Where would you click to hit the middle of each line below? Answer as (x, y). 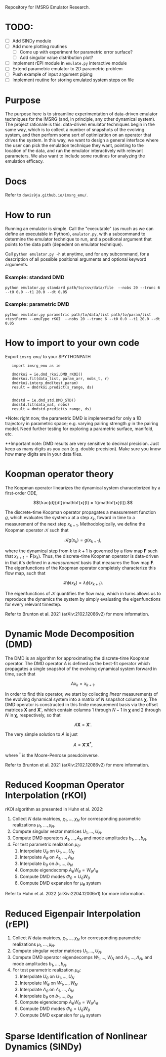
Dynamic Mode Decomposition (70, 634)
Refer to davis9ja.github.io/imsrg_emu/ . (46, 195)
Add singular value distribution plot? (56, 58)
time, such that (20, 674)
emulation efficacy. (24, 161)
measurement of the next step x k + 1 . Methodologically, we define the (75, 524)
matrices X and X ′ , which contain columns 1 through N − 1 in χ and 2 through (83, 710)
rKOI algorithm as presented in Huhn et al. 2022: (54, 809)
